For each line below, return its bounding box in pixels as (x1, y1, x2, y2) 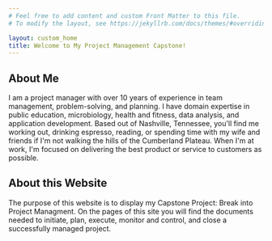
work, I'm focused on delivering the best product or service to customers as (8, 145, 262, 154)
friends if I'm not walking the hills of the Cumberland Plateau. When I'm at (8, 136, 255, 146)
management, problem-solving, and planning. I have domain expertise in (8, 102, 250, 112)
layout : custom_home (8, 34, 79, 42)
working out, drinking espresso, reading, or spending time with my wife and (8, 127, 261, 137)
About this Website (8, 176, 108, 190)
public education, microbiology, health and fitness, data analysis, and (8, 110, 240, 120)
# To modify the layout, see (8, 19, 107, 27)
